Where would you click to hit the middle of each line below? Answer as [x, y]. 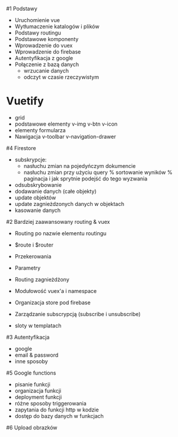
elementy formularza [40, 130]
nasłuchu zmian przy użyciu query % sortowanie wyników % [98, 172]
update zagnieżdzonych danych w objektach [69, 204]
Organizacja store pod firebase [53, 302]
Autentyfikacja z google [44, 58]
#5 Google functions [31, 373]
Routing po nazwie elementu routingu [61, 233]
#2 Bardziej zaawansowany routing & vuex [58, 221]
